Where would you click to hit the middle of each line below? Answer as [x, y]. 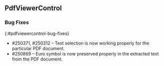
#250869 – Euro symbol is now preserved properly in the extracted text [85, 53]
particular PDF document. [38, 48]
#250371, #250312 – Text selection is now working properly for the [81, 43]
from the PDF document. [37, 59]
